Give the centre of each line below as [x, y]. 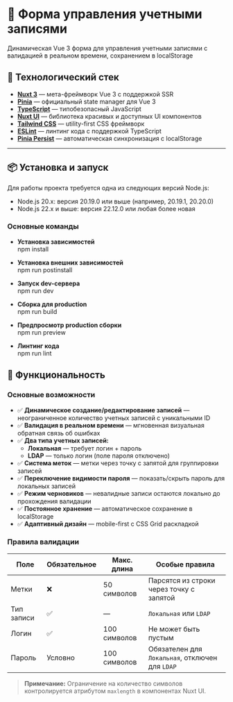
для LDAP [162, 666]
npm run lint [34, 353]
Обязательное [71, 564]
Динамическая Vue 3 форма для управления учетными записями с [107, 48]
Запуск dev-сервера [49, 283]
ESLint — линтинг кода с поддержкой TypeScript [89, 131]
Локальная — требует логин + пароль [85, 448]
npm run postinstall [45, 269]
